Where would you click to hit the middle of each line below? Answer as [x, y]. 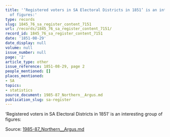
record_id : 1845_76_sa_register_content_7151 [54, 33]
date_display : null [26, 43]
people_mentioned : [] [28, 72]
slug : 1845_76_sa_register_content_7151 [49, 24]
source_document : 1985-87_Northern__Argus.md [54, 95]
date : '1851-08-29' [26, 39]
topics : [13, 85]
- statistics [19, 90]
